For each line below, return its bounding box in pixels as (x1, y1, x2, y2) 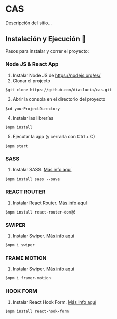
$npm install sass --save (5, 176, 60, 182)
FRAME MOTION (5, 254, 47, 261)
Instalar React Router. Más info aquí (12, 200, 87, 206)
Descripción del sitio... (5, 20, 52, 26)
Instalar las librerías (12, 115, 54, 121)
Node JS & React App (5, 60, 59, 67)
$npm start (5, 144, 28, 149)
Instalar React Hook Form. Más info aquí (12, 299, 97, 305)
